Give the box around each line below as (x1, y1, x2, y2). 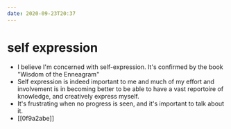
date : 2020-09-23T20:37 (7, 10, 76, 17)
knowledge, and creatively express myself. (17, 92, 140, 100)
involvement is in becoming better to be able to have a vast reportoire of (17, 84, 224, 93)
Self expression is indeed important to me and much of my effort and (17, 77, 215, 86)
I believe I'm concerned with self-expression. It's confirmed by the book (17, 63, 223, 71)
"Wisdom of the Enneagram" (17, 70, 100, 78)
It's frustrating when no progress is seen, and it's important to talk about (17, 99, 224, 108)
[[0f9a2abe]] (17, 114, 54, 122)
